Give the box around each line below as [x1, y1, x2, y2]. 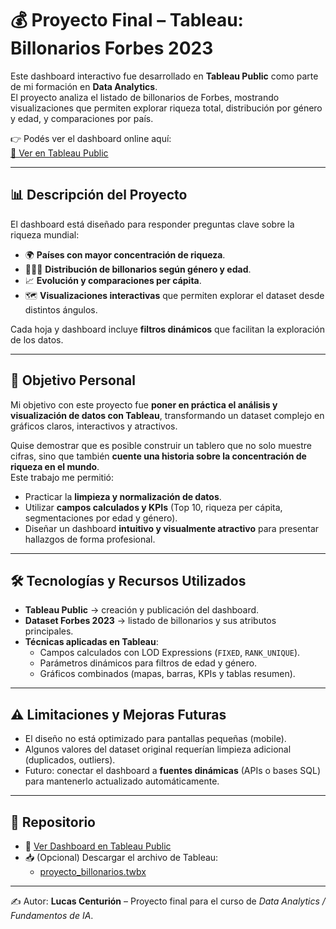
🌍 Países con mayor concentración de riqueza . [24, 248, 226, 261]
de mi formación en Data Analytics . [10, 80, 158, 92]
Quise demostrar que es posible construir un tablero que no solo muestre [10, 439, 313, 451]
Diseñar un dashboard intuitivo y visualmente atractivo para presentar [24, 522, 320, 534]
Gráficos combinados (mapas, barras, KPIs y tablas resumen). [39, 668, 296, 680]
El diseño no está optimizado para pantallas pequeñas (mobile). [24, 733, 287, 745]
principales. [24, 625, 74, 637]
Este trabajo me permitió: [10, 471, 114, 483]
